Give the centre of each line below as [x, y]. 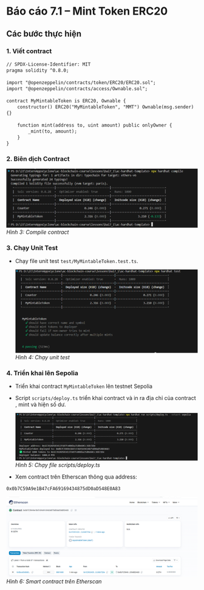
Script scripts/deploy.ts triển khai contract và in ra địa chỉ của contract [105, 398]
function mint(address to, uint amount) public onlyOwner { [95, 125]
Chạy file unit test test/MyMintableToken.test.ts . [76, 261]
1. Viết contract [29, 51]
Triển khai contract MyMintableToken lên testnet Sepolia [84, 386]
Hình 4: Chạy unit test [42, 357]
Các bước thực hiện [44, 34]
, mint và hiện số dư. [40, 404]
